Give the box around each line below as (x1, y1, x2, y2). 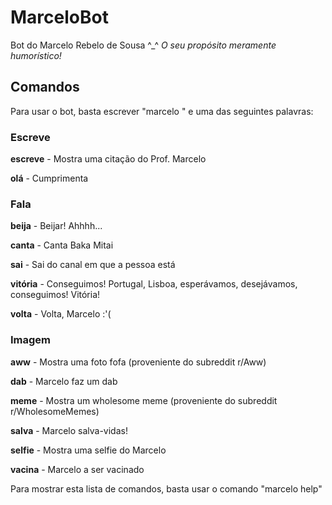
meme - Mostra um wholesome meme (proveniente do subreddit (10, 394, 278, 406)
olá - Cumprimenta (10, 172, 89, 185)
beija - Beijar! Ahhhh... (10, 220, 103, 232)
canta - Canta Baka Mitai (10, 239, 114, 251)
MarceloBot (10, 6, 109, 29)
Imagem (10, 333, 52, 347)
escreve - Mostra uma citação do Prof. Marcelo (10, 153, 207, 165)
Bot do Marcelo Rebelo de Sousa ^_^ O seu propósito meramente (10, 39, 277, 51)
